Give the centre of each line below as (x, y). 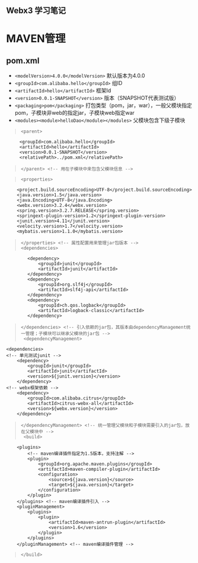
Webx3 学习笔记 (36, 11)
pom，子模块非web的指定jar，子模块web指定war (75, 113)
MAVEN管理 (36, 38)
